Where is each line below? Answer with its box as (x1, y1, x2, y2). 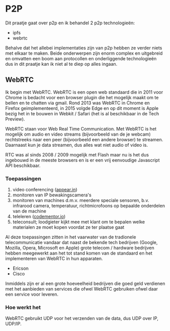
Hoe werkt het (5, 304, 41, 311)
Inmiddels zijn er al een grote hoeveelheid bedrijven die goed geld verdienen (5, 280, 165, 286)
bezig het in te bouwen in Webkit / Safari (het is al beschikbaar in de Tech (5, 110, 159, 116)
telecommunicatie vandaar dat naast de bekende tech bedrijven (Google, (5, 239, 158, 245)
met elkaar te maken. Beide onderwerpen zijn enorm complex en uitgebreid (5, 50, 163, 56)
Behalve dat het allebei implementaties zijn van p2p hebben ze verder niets (5, 45, 162, 51)
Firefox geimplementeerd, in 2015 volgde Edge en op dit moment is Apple (5, 105, 159, 111)
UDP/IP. (5, 321, 22, 327)
